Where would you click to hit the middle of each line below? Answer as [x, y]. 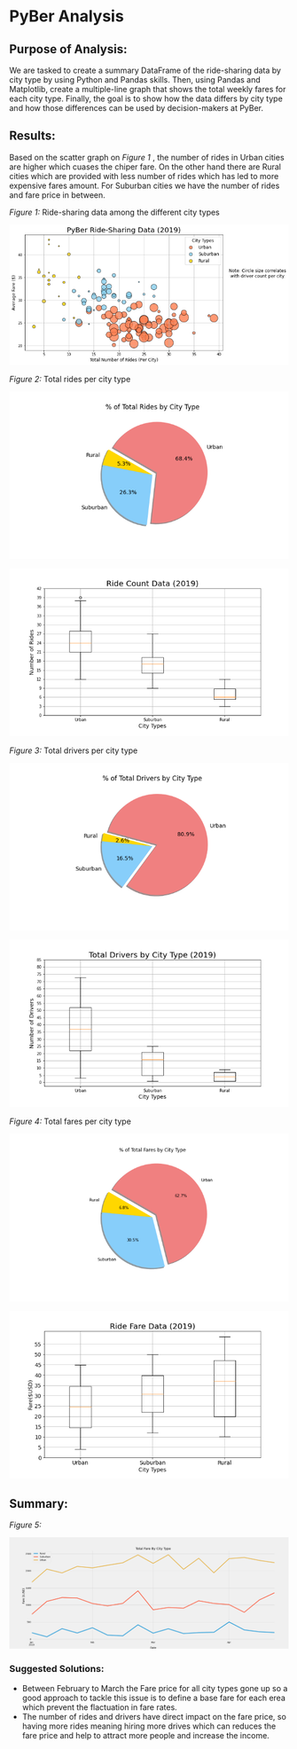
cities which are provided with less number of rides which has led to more [144, 176]
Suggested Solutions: [57, 1669]
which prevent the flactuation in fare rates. [99, 1707]
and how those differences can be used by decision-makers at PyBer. [137, 108]
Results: [32, 136]
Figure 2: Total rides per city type [70, 379]
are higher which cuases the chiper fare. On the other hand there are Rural [145, 167]
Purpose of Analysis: [68, 49]
